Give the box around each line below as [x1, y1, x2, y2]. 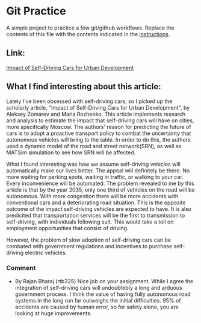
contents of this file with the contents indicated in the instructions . [6, 30, 170, 37]
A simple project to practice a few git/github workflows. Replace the [6, 24, 175, 31]
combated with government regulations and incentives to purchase [6, 242, 173, 249]
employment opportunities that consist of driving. [6, 224, 129, 231]
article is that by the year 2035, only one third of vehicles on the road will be [6, 186, 195, 193]
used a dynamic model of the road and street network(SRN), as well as [6, 142, 182, 149]
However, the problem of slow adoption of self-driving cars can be [6, 236, 172, 243]
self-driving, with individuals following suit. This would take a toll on [6, 218, 174, 225]
